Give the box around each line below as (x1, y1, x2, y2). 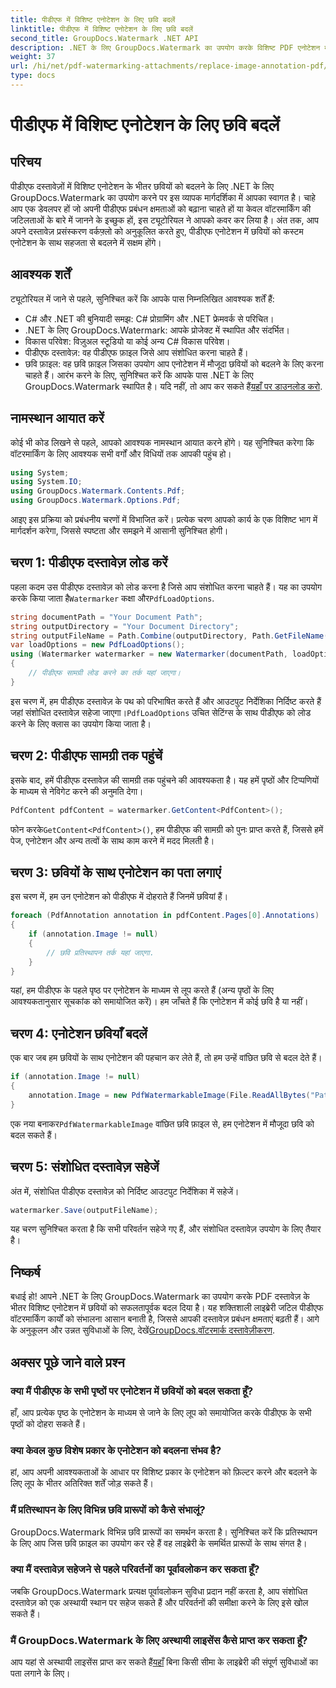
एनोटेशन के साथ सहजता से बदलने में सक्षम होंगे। (10, 236, 162, 248)
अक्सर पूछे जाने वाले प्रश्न (10, 1354, 125, 1371)
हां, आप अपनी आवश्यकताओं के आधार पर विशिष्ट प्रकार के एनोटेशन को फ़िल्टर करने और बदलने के (10, 1466, 318, 1478)
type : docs (10, 71, 56, 81)
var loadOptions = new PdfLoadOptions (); (10, 640, 186, 650)
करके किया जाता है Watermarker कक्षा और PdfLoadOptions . (10, 592, 215, 604)
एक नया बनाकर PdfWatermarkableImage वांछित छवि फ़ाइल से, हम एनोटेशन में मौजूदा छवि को (10, 1117, 315, 1130)
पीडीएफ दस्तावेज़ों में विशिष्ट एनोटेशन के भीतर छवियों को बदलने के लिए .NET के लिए (10, 180, 274, 192)
